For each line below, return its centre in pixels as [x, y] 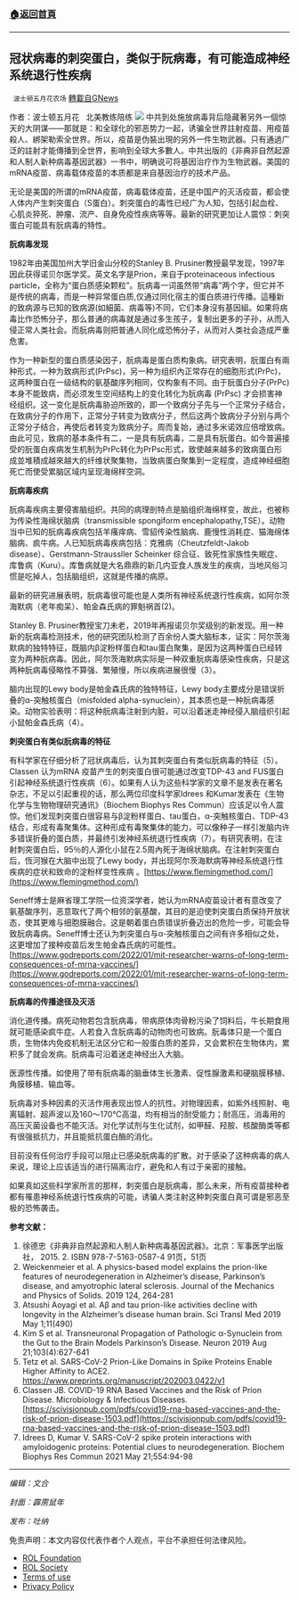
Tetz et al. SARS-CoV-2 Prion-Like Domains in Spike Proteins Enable [147, 1362]
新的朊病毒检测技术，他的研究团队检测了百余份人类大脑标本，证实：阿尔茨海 [149, 637]
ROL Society [45, 1568]
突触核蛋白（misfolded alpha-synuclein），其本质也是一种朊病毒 [150, 700]
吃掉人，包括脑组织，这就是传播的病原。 [99, 576]
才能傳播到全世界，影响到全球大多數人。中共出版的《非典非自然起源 [165, 151]
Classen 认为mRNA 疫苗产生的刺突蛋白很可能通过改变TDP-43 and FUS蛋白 [147, 771]
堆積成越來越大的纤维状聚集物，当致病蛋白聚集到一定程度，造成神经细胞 [157, 460]
